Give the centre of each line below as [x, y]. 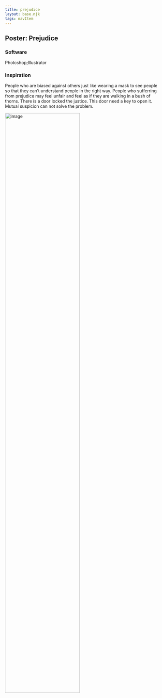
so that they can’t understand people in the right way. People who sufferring [81, 91]
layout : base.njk [22, 14]
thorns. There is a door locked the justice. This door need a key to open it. [79, 101]
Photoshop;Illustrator [26, 63]
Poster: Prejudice [32, 38]
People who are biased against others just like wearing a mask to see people [81, 86]
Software [16, 52]
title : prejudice [22, 9]
